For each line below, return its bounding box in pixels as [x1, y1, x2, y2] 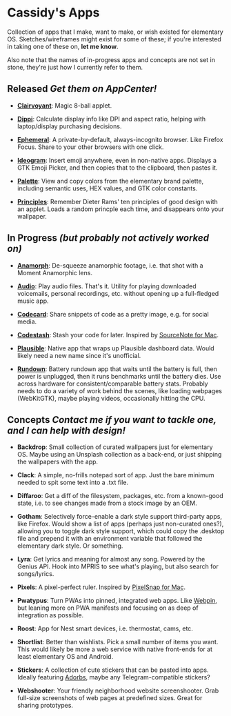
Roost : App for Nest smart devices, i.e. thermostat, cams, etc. [17, 624, 193, 633]
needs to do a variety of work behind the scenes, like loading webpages [17, 386, 223, 395]
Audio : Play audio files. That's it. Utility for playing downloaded [17, 281, 197, 290]
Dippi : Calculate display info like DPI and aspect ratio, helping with [17, 115, 206, 123]
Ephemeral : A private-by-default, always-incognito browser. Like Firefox [17, 135, 223, 143]
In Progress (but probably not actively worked [7, 232, 209, 244]
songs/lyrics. [17, 570, 54, 578]
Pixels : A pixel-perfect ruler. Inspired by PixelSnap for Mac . [17, 583, 186, 591]
